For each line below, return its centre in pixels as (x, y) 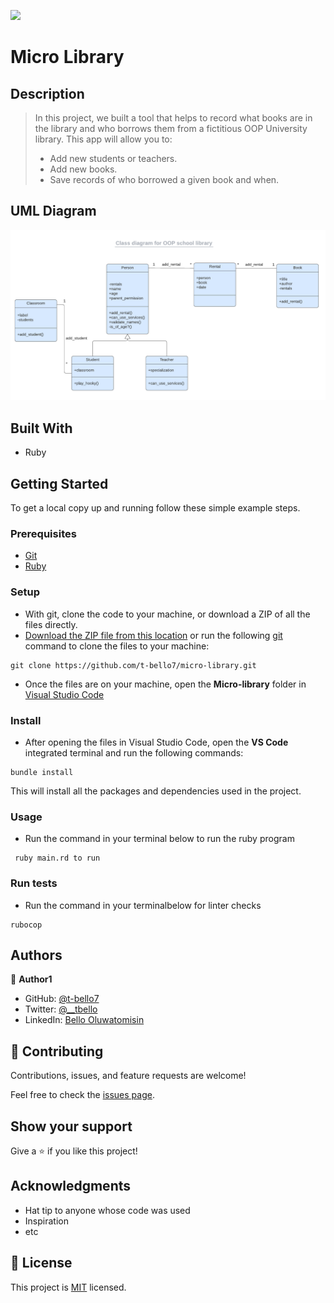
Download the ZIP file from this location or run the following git (153, 635)
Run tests (34, 883)
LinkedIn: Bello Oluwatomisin (84, 1020)
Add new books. (83, 169)
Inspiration (46, 1221)
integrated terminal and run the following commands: (134, 753)
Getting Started (59, 483)
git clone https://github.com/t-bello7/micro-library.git (133, 665)
